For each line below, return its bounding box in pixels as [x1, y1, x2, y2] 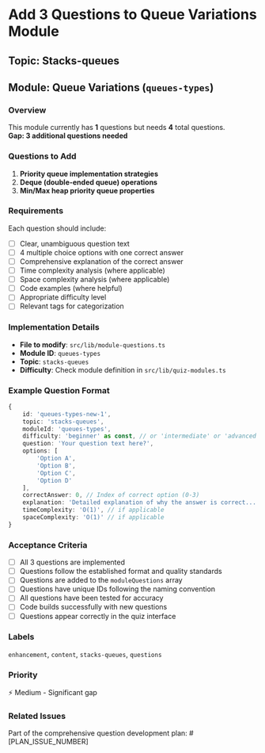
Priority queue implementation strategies [19, 169, 158, 178]
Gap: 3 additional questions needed [8, 131, 128, 140]
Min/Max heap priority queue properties [19, 185, 155, 195]
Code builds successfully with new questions [19, 602, 168, 612]
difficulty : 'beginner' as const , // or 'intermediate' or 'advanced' [22, 432, 260, 441]
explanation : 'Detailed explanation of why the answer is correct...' [22, 499, 260, 506]
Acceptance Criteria [8, 539, 88, 550]
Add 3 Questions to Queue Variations [8, 6, 257, 24]
